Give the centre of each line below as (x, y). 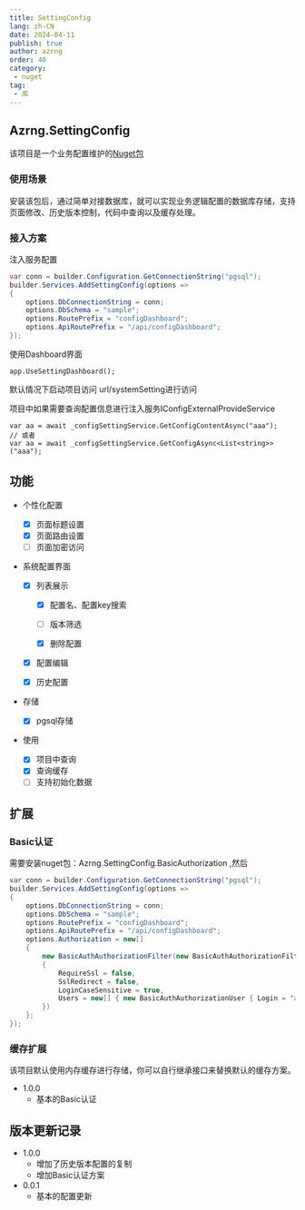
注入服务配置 (33, 259)
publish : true (36, 43)
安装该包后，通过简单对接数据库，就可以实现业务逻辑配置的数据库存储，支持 (152, 201)
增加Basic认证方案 (70, 1176)
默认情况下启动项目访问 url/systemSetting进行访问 (103, 389)
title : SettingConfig (50, 18)
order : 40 (28, 60)
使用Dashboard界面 (46, 354)
